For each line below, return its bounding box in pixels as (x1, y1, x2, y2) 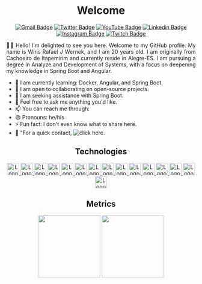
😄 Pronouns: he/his (14, 113, 64, 121)
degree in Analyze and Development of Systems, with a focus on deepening (6, 61, 196, 68)
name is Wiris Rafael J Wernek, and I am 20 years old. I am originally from (6, 48, 196, 55)
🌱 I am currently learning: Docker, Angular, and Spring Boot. (14, 79, 164, 86)
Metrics (86, 199, 116, 209)
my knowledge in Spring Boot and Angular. (6, 67, 112, 74)
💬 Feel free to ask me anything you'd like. (14, 98, 117, 106)
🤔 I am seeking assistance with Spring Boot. (14, 92, 124, 99)
